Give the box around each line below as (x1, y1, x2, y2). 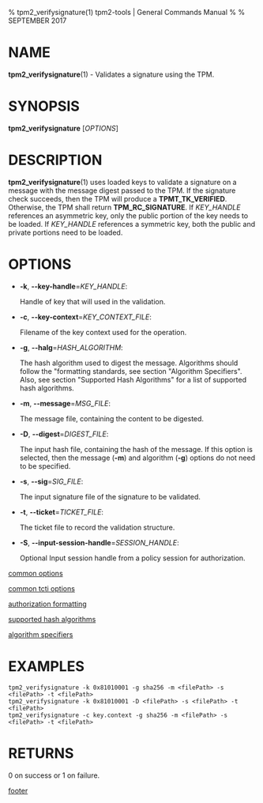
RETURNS (8, 744, 74, 762)
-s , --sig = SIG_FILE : (19, 477, 84, 486)
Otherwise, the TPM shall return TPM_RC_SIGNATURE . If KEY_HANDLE (8, 202, 241, 212)
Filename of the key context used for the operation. (19, 327, 187, 337)
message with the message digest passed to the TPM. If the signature (8, 186, 236, 195)
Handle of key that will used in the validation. (19, 296, 166, 306)
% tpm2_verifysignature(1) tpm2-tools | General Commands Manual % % (8, 8, 246, 17)
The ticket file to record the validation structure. (19, 522, 175, 532)
